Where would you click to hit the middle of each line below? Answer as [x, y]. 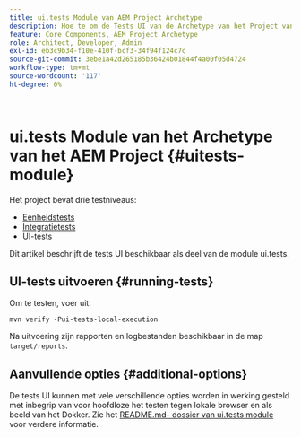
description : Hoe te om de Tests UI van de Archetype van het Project [144, 26]
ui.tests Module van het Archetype [141, 136]
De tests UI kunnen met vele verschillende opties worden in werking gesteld [150, 396]
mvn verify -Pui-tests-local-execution [84, 319]
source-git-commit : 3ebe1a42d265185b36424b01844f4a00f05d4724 [128, 59]
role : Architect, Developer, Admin [76, 43]
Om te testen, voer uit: [50, 303]
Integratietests [49, 226]
